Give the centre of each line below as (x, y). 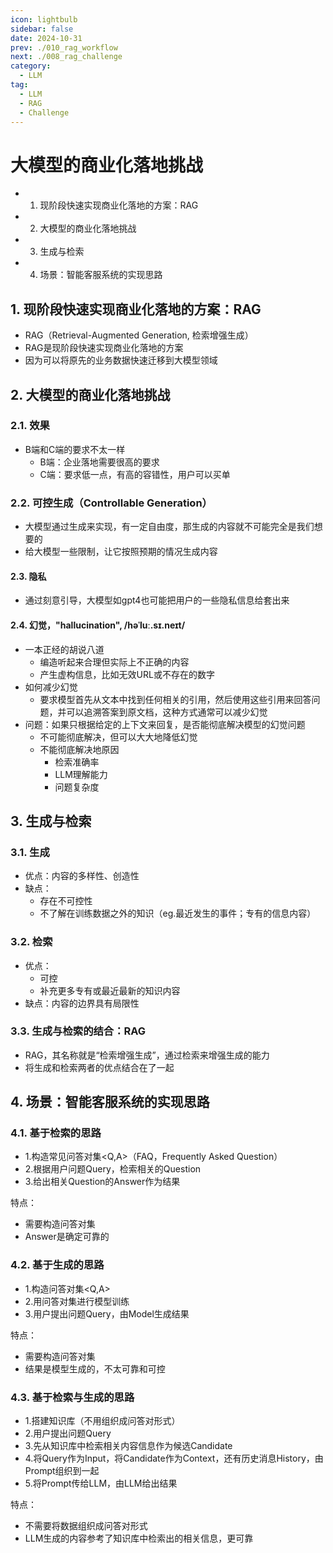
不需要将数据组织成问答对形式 (86, 1526)
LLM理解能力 (81, 774)
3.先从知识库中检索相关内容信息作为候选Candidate (128, 1446)
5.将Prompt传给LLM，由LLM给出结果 (101, 1483)
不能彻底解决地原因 (79, 749)
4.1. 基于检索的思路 (56, 1133)
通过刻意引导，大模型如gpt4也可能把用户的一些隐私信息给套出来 (157, 600)
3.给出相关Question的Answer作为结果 (102, 1182)
